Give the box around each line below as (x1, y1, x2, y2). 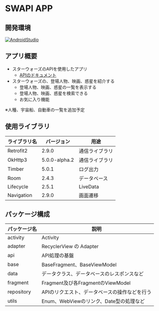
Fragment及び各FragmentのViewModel (41, 280, 131, 287)
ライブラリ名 (7, 138, 38, 145)
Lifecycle (7, 183, 28, 190)
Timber (7, 165, 24, 172)
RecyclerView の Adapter (41, 243, 99, 250)
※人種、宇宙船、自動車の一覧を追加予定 (5, 107, 85, 113)
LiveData (79, 183, 99, 190)
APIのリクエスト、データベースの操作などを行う (41, 289, 152, 295)
